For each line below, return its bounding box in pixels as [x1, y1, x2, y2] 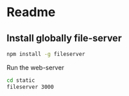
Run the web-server [6, 63, 64, 71]
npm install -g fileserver [6, 50, 86, 57]
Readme [6, 4, 56, 20]
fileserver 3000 [6, 83, 54, 90]
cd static [6, 76, 36, 84]
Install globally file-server [6, 32, 122, 44]
